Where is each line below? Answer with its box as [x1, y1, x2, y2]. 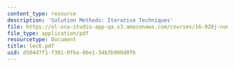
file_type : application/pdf [7, 29, 90, 37]
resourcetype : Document [7, 36, 77, 43]
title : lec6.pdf [7, 43, 55, 50]
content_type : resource [7, 10, 77, 17]
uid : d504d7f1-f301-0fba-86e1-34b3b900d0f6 [7, 50, 136, 57]
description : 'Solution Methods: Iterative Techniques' [7, 17, 173, 24]
